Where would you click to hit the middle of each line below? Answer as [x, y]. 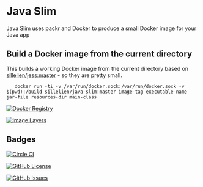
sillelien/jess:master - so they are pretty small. [64, 75]
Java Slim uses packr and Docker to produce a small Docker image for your [102, 28]
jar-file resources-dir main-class [52, 97]
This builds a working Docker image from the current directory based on [97, 68]
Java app [18, 34]
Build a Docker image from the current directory [99, 54]
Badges [21, 140]
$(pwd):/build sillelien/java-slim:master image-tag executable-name [97, 92]
